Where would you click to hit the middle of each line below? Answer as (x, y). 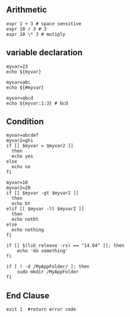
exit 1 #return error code (41, 309)
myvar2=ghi (20, 140)
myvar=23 (17, 66)
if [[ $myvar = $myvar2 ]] (40, 146)
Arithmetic (27, 10)
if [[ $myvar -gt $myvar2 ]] (43, 193)
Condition (25, 122)
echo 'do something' (43, 251)
